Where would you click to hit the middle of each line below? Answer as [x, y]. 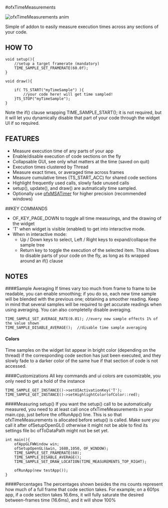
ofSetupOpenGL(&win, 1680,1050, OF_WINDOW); [61, 448]
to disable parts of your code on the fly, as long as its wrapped [85, 256]
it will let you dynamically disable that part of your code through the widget [82, 118]
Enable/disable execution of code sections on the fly [67, 156]
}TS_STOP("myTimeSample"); [42, 99]
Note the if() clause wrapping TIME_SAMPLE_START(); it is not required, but [83, 112]
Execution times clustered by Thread [50, 167]
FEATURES [22, 139]
